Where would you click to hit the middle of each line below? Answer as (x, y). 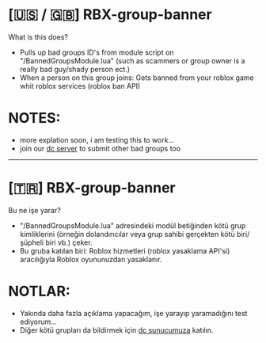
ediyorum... (38, 322)
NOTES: (34, 118)
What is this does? (38, 36)
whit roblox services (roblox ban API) (80, 86)
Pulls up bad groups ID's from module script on (97, 52)
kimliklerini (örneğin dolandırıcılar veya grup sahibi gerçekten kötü (127, 234)
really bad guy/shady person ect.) (75, 69)
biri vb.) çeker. (69, 242)
